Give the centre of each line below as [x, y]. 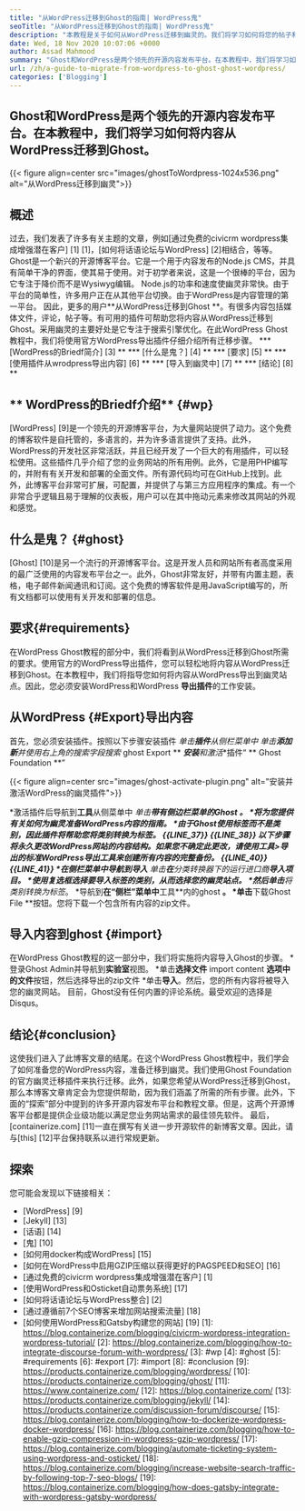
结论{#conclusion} [63, 1034]
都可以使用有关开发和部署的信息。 [97, 597]
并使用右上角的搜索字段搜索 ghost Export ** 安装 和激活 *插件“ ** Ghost [149, 752]
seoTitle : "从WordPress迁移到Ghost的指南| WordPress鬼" [112, 26]
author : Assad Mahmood [52, 52]
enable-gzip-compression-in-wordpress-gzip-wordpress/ [131, 1439]
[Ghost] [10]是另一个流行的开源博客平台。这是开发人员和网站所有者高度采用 [151, 563]
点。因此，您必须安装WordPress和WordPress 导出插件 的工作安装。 [135, 685]
